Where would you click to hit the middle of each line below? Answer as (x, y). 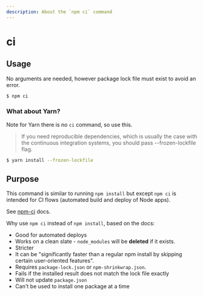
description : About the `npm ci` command (59, 12)
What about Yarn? (33, 111)
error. (13, 85)
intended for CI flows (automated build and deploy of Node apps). (88, 200)
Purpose (23, 179)
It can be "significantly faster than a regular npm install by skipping (98, 254)
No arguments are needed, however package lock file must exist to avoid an (101, 79)
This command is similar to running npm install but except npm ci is (92, 193)
